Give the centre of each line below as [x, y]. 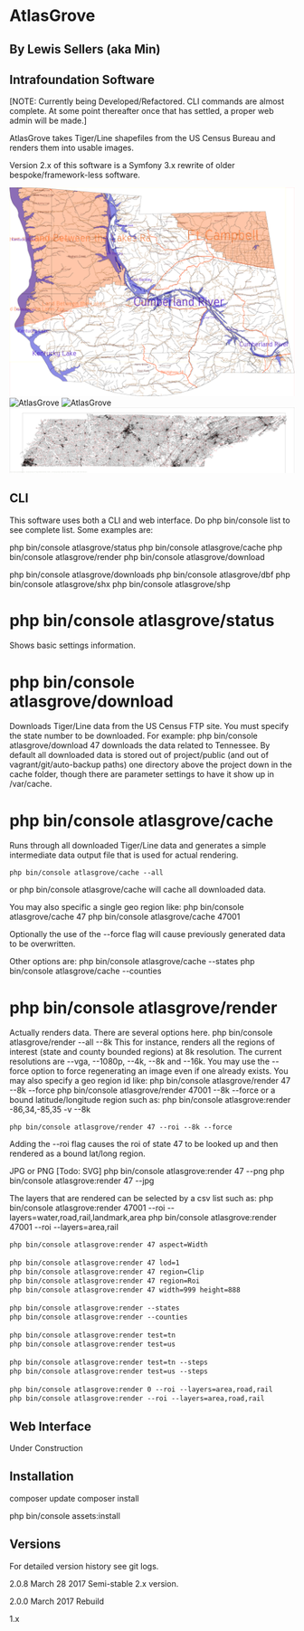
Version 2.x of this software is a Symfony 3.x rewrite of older [122, 166]
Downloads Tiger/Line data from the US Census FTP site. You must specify [149, 726]
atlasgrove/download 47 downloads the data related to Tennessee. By [140, 745]
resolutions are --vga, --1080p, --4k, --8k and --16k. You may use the [139, 1062]
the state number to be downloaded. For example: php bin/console [133, 736]
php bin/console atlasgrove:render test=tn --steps [109, 1362]
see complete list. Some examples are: [81, 529]
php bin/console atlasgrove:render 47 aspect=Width [109, 1245]
